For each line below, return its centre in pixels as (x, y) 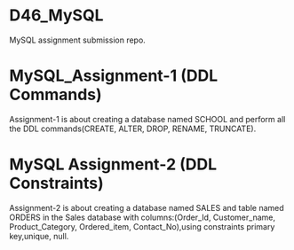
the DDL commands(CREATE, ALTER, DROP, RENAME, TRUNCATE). (133, 129)
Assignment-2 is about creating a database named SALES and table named (147, 207)
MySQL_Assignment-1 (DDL (114, 76)
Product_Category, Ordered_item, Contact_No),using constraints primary (142, 226)
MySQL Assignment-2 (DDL (113, 164)
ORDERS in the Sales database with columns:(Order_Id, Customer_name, (143, 217)
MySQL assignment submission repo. (78, 40)
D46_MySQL (56, 16)
